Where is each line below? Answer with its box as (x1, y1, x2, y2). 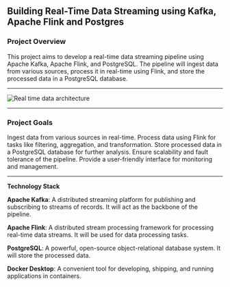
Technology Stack (7, 182, 60, 190)
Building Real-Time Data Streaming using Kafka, (7, 5, 217, 17)
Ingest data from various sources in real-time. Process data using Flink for (7, 133, 216, 141)
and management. (7, 162, 58, 170)
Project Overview (7, 37, 66, 47)
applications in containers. (7, 271, 82, 280)
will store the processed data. (7, 251, 91, 260)
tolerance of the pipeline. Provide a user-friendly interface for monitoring (7, 154, 213, 163)
